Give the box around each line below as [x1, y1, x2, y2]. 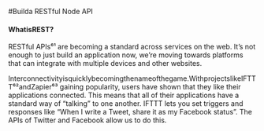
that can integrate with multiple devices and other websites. [8, 59, 203, 68]
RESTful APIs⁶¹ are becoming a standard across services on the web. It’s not [8, 42, 256, 52]
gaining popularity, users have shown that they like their [59, 82, 242, 92]
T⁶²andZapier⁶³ [8, 82, 58, 92]
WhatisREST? [8, 24, 54, 34]
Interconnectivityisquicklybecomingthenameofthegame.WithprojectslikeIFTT [8, 74, 256, 83]
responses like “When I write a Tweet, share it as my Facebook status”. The [8, 107, 253, 117]
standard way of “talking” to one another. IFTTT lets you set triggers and [8, 99, 244, 108]
